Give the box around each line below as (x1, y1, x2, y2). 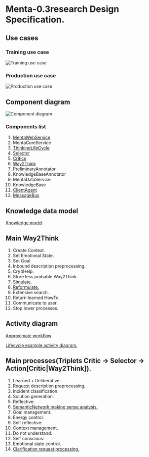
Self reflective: (12, 419, 43, 425)
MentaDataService (12, 177, 51, 183)
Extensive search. (12, 289, 49, 295)
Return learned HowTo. (12, 295, 60, 301)
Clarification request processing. (12, 446, 79, 452)
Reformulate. (12, 284, 39, 290)
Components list (5, 123, 46, 130)
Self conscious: (12, 435, 44, 441)
